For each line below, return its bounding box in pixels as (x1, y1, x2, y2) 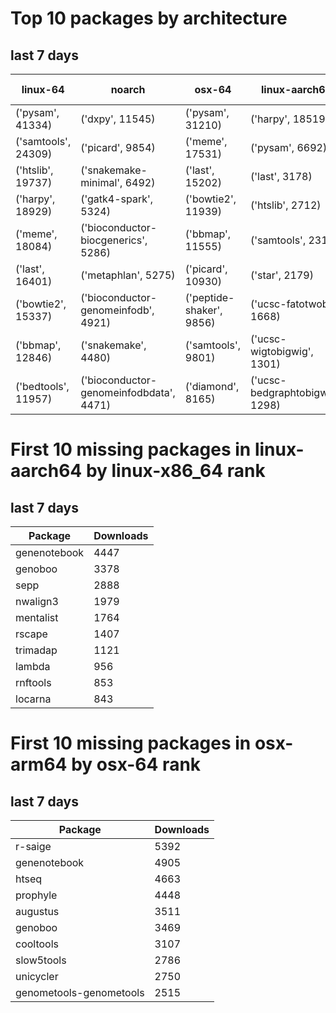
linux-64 (21, 83, 65, 96)
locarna (15, 692, 52, 706)
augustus (15, 905, 60, 918)
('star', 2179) (250, 268, 314, 282)
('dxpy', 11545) (80, 112, 156, 126)
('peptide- (184, 291, 235, 304)
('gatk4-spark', (80, 192, 154, 206)
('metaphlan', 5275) (80, 268, 176, 282)
